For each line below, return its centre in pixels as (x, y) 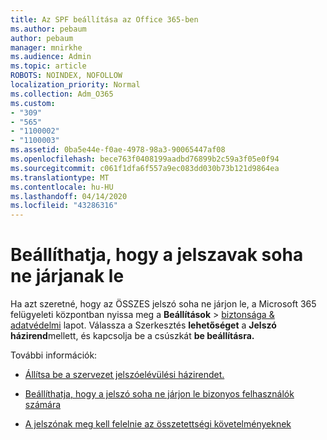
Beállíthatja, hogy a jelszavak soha (157, 255)
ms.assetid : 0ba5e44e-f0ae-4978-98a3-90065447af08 (118, 150)
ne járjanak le (67, 276)
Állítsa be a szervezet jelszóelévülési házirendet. (124, 375)
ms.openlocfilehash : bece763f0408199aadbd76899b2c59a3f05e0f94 (145, 159)
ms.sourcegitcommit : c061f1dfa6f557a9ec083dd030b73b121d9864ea (145, 168)
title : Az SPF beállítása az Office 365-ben (104, 19)
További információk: (54, 355)
